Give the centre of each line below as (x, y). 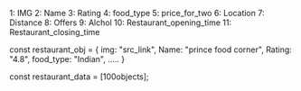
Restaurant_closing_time (55, 32)
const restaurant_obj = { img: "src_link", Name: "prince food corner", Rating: (150, 50)
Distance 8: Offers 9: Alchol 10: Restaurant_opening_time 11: (121, 23)
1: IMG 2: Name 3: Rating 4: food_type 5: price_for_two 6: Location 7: (137, 13)
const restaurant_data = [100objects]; (79, 77)
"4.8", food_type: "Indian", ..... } (67, 59)
